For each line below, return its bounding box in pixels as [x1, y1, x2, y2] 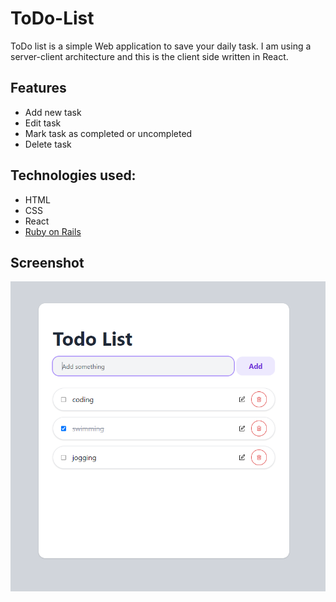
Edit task [24, 117, 62, 129]
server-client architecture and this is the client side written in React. [10, 50, 289, 62]
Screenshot [10, 254, 85, 271]
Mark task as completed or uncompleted [24, 127, 193, 139]
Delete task [24, 138, 72, 150]
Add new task [24, 106, 82, 118]
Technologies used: [10, 167, 137, 184]
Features [10, 80, 67, 97]
